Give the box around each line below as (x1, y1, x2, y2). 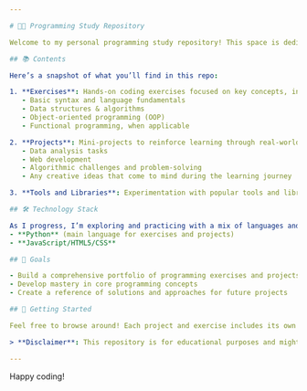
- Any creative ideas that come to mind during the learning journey (21, 172, 292, 181)
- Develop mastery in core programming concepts (9, 280, 198, 289)
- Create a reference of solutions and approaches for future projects (9, 289, 288, 298)
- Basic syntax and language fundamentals (21, 96, 185, 105)
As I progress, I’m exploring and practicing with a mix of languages (9, 221, 284, 230)
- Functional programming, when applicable (21, 121, 190, 131)
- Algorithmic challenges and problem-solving (21, 164, 203, 173)
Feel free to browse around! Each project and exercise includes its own (9, 321, 297, 330)
